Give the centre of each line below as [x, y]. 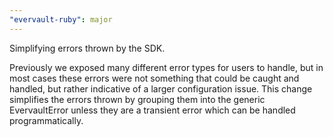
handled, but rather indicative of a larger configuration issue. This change [161, 88]
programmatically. [46, 120]
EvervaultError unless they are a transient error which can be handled [152, 110]
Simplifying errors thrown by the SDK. [87, 48]
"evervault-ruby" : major [61, 19]
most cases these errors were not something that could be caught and [154, 78]
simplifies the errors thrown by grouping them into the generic [137, 99]
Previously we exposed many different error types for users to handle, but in [166, 67]
